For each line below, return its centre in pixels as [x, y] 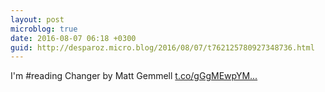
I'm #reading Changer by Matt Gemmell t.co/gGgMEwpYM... [134, 76]
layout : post [37, 19]
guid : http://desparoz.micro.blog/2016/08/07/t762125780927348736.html [162, 47]
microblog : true [44, 29]
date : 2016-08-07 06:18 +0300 [73, 38]
